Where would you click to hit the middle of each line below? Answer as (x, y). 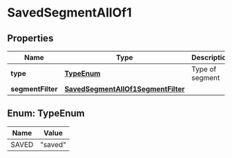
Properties (30, 38)
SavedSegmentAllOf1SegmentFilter (125, 89)
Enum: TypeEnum (46, 113)
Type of (204, 69)
